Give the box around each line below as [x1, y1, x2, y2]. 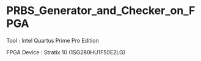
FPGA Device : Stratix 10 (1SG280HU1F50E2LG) [6, 48, 126, 56]
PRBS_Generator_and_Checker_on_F [6, 4, 196, 18]
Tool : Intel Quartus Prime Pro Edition [6, 37, 99, 44]
